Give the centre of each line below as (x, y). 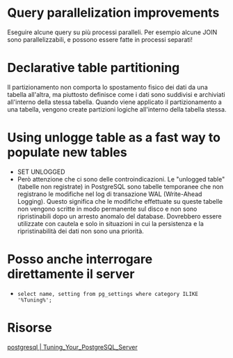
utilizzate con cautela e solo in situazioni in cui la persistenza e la (110, 223)
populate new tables (67, 152)
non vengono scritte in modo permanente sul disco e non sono (107, 209)
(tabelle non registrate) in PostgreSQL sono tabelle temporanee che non (120, 186)
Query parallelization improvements (113, 13)
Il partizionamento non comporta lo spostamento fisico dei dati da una (107, 87)
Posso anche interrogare (80, 259)
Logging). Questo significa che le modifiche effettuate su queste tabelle (120, 201)
